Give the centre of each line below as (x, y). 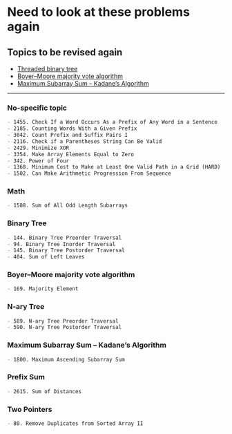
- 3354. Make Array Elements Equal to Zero (71, 154)
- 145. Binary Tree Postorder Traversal (66, 251)
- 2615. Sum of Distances (44, 391)
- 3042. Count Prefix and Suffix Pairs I (68, 135)
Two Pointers (30, 409)
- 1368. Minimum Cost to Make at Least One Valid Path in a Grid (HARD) (114, 167)
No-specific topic (37, 108)
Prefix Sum (26, 377)
